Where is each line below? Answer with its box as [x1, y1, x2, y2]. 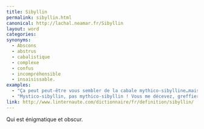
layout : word [6, 25, 39, 32]
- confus [12, 65, 34, 71]
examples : [6, 82, 32, 88]
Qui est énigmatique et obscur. [6, 116, 83, 123]
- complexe [12, 59, 39, 65]
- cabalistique [12, 54, 50, 60]
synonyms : [6, 37, 32, 43]
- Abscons [12, 43, 36, 49]
